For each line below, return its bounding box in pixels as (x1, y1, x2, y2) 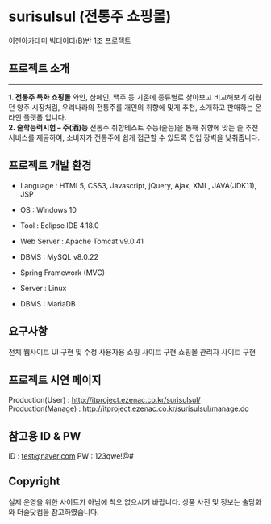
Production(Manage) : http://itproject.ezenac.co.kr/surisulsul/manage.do (8, 404, 249, 413)
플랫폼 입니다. (23, 112, 67, 122)
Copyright (8, 475, 60, 488)
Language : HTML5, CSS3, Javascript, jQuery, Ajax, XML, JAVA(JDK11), (19, 180, 257, 190)
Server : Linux (19, 283, 67, 293)
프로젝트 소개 (8, 61, 70, 75)
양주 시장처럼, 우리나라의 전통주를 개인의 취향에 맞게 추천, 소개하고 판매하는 (16, 102, 254, 112)
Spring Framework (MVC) (19, 268, 106, 277)
